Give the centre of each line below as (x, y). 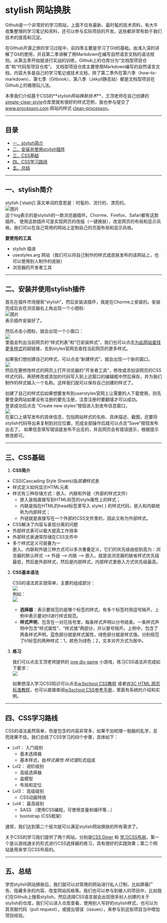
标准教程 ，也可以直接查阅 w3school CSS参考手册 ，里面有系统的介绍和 (84, 690)
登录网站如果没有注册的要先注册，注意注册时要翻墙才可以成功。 (75, 400)
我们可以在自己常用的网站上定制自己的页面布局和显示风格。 (75, 227)
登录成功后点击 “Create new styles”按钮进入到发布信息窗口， (68, 406)
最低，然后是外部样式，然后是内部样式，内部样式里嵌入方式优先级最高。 (86, 562)
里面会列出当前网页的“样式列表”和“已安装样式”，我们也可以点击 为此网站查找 (83, 342)
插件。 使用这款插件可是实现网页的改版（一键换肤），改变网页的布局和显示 (81, 221)
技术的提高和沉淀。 (25, 37)
